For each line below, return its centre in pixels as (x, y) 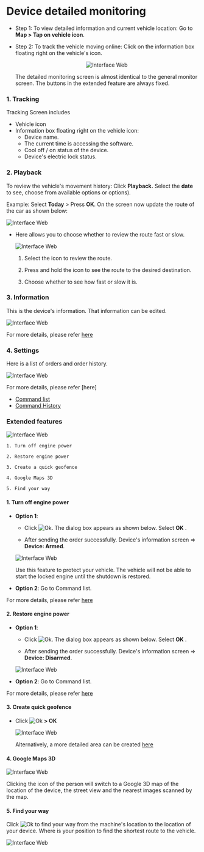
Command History (38, 406)
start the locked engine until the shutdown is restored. (83, 576)
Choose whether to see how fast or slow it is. (81, 282)
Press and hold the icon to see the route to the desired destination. (108, 270)
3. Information (28, 298)
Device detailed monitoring (76, 11)
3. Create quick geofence (39, 707)
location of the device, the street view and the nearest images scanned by (99, 790)
